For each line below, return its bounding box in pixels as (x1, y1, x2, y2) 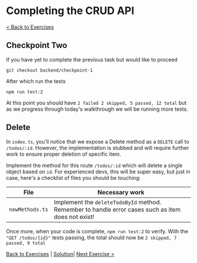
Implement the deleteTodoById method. (53, 198, 161, 206)
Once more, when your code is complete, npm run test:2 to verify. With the (6, 227, 189, 235)
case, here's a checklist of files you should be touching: (6, 174, 141, 181)
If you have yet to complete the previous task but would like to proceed (6, 56, 178, 63)
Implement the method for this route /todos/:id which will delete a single (6, 162, 183, 169)
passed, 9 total (6, 240, 46, 246)
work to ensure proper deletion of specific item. (6, 151, 121, 158)
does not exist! (53, 213, 95, 221)
